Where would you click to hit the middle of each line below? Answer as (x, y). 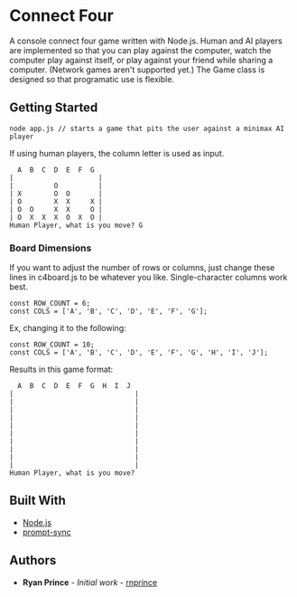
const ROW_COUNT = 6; (50, 304)
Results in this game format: (61, 370)
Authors (33, 560)
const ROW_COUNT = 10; (52, 345)
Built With (37, 501)
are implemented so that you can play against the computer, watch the (140, 50)
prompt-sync (46, 532)
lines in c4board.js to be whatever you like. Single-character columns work (148, 278)
